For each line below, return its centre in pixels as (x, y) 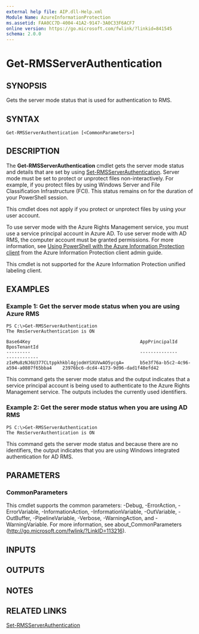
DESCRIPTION (33, 151)
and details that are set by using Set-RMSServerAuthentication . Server (93, 172)
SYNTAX (23, 119)
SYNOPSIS (27, 85)
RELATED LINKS (36, 611)
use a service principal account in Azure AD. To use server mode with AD (97, 233)
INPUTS (21, 550)
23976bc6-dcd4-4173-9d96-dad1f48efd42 (111, 368)
